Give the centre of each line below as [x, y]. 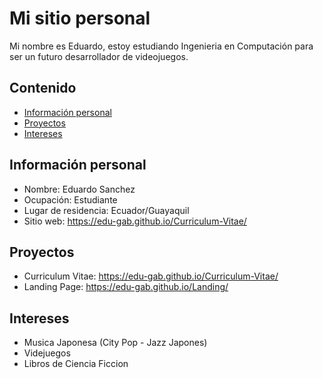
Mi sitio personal [80, 18]
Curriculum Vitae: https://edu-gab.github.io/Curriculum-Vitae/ [151, 276]
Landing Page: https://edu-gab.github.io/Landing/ [126, 287]
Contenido [43, 88]
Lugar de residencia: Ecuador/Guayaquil [106, 210]
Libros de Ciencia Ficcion [76, 364]
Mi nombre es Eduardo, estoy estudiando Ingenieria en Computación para [161, 46]
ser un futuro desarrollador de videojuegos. [99, 56]
